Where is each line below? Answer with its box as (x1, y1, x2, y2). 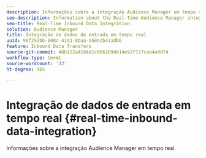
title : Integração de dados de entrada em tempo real (6, 32, 147, 38)
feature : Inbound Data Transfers (6, 44, 92, 50)
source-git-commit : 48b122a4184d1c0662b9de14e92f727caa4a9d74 (6, 49, 169, 55)
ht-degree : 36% (6, 66, 45, 73)
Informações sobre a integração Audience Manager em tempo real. (6, 144, 177, 152)
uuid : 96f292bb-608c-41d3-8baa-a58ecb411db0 (6, 38, 122, 44)
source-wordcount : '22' (6, 60, 67, 66)
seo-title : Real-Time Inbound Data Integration (6, 20, 131, 26)
